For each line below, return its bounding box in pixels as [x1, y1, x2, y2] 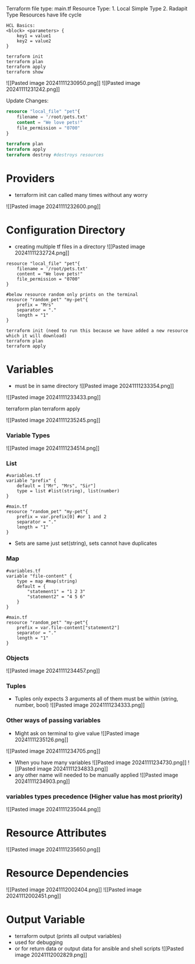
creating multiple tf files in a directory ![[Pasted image [14, 243, 146, 250]
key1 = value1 [16, 33, 51, 39]
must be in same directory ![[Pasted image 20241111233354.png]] [14, 382, 174, 389]
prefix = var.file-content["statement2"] [16, 624, 120, 630]
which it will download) [6, 333, 67, 338]
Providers [6, 172, 55, 185]
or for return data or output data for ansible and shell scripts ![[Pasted [14, 945, 184, 952]
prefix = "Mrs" [16, 302, 54, 308]
